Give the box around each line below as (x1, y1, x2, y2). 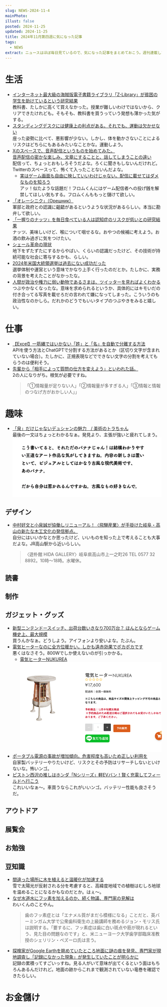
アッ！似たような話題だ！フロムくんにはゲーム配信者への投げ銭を (19, 185, 155, 191)
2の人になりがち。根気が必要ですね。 (12, 372, 89, 378)
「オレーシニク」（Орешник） (12, 197, 74, 203)
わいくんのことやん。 (12, 901, 56, 907)
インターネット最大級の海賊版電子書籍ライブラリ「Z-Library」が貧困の (12, 91, 158, 97)
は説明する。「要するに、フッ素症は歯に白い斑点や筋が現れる (24, 925, 149, 931)
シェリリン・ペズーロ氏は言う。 (33, 937, 99, 943)
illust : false (5, 18, 35, 23)
